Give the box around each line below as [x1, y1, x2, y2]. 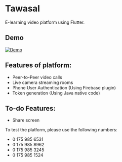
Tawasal [5, 3, 41, 14]
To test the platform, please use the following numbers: [5, 127, 118, 133]
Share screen [12, 117, 40, 123]
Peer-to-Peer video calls [12, 74, 63, 80]
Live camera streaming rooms [12, 80, 73, 85]
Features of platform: [5, 61, 72, 70]
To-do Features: [5, 104, 56, 113]
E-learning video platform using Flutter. [5, 19, 85, 25]
